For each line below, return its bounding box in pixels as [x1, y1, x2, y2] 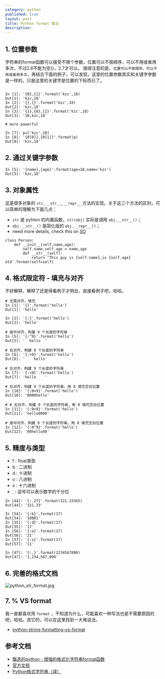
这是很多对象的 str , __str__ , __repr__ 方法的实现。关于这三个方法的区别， [5, 200, 156, 206]
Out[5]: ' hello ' [5, 339, 48, 343]
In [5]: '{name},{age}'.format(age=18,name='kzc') [5, 167, 111, 172]
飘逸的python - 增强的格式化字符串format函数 [12, 656, 105, 662]
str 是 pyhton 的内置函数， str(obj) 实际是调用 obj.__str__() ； [12, 216, 142, 222]
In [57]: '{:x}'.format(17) [5, 538, 63, 543]
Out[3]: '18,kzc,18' [5, 113, 48, 118]
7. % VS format [5, 597, 52, 605]
